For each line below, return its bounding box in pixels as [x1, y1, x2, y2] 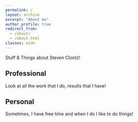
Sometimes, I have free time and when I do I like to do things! [5, 111, 133, 117]
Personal [5, 97, 35, 106]
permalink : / [5, 7, 33, 13]
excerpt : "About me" [5, 17, 49, 22]
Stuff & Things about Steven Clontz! [5, 54, 80, 60]
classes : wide [5, 41, 36, 46]
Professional [5, 69, 46, 78]
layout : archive [5, 12, 40, 17]
